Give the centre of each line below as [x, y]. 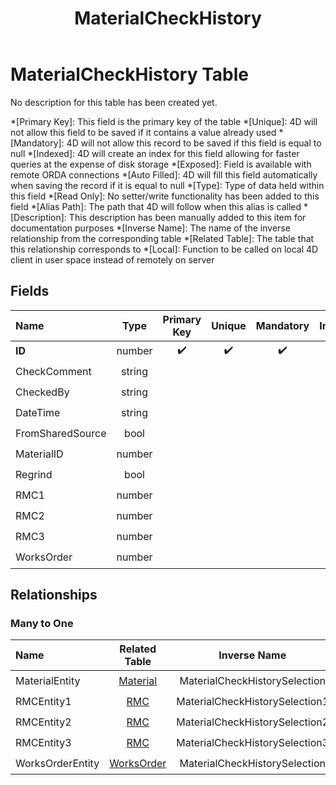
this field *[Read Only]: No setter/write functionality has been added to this [165, 196]
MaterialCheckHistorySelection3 [253, 742]
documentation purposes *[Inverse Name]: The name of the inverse [150, 228]
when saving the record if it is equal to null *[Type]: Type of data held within [167, 185]
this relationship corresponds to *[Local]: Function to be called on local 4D [164, 249]
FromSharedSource [61, 434]
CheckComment [53, 372]
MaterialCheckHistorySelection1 [253, 701]
